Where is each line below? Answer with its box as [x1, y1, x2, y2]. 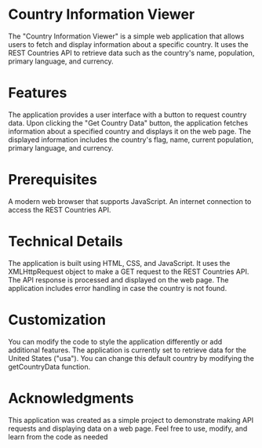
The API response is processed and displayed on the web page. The [8, 275, 229, 284]
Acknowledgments [8, 389, 135, 407]
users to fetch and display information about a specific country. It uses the [8, 39, 249, 49]
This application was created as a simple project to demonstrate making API [8, 415, 253, 424]
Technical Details [8, 233, 123, 250]
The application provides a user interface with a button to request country [8, 110, 247, 119]
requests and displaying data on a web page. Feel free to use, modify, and [8, 424, 248, 433]
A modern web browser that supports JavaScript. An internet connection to [8, 196, 252, 206]
